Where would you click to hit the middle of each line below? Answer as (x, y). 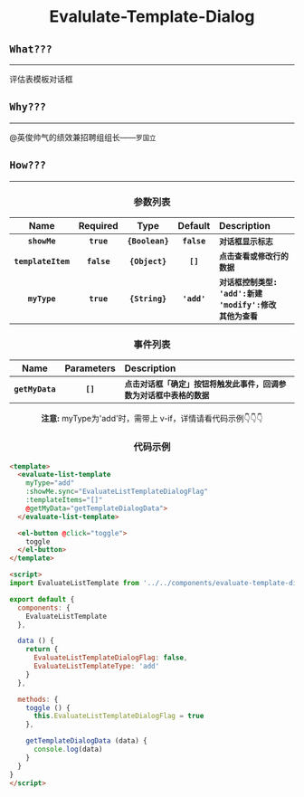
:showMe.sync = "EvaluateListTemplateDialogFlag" (117, 492)
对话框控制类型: (248, 282)
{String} (148, 299)
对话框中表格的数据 (175, 396)
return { (42, 650)
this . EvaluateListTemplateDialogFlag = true (119, 716)
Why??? (28, 107)
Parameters (90, 368)
